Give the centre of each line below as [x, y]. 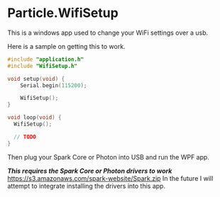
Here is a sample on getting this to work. [66, 46]
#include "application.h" [45, 59]
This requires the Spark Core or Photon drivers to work [90, 171]
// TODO [25, 137]
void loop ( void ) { [34, 118]
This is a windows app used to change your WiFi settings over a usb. [108, 33]
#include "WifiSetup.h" [43, 66]
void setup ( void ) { [36, 79]
